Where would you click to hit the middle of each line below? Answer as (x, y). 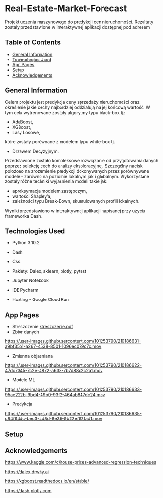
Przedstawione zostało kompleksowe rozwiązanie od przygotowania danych (82, 160)
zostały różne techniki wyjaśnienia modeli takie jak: (56, 181)
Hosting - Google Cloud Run (41, 299)
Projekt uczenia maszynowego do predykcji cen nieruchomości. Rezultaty (79, 22)
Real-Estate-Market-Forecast (66, 9)
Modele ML (23, 380)
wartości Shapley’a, (32, 196)
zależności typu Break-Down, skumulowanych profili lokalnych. (76, 201)
